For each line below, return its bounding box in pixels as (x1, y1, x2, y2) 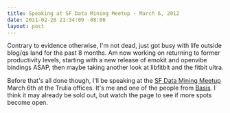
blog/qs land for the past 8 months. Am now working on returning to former (7, 49, 220, 57)
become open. (7, 99, 48, 107)
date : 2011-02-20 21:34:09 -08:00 (7, 16, 106, 23)
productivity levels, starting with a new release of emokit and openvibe (7, 56, 207, 64)
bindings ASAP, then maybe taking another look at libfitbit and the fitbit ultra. (7, 63, 224, 72)
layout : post (7, 23, 45, 29)
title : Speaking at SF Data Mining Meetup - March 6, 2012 (7, 10, 180, 17)
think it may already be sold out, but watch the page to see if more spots (7, 91, 212, 99)
